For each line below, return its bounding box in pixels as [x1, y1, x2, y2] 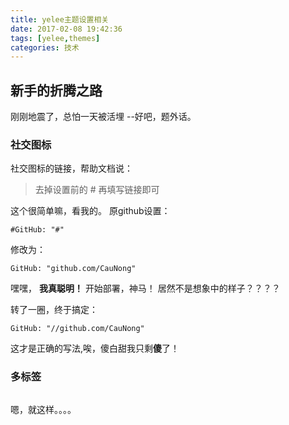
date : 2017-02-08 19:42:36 [10, 24, 123, 34]
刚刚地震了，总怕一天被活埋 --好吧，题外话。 [10, 111, 197, 123]
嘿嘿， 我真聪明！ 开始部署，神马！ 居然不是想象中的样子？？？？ [10, 282, 281, 295]
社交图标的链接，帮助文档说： [10, 162, 133, 175]
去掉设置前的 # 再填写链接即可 [34, 184, 160, 196]
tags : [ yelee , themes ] [10, 33, 101, 43]
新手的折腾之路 [10, 82, 103, 99]
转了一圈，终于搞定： [10, 304, 98, 316]
